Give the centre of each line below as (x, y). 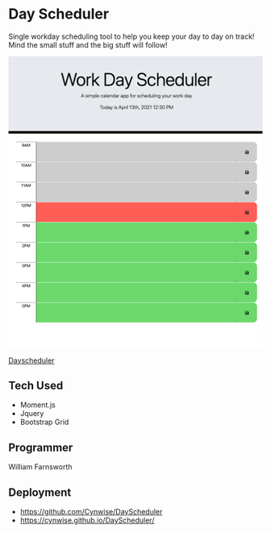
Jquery (32, 414)
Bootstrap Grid (44, 422)
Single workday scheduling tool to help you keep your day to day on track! (131, 36)
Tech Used (36, 386)
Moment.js (38, 405)
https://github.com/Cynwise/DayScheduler (91, 512)
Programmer (41, 447)
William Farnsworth (40, 467)
